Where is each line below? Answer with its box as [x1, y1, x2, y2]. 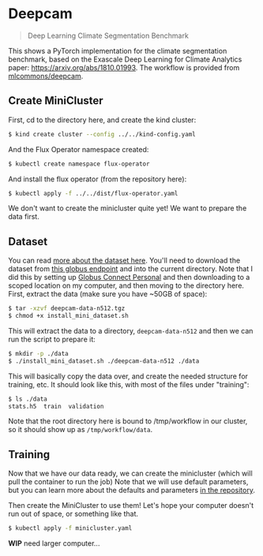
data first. [8, 212, 39, 222]
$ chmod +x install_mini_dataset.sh [8, 312, 129, 320]
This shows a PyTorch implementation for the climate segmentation [8, 46, 227, 55]
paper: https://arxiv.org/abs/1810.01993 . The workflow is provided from [8, 62, 240, 72]
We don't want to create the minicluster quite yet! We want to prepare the [8, 203, 247, 213]
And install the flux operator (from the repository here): [8, 174, 187, 184]
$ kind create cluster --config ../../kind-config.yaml [8, 130, 196, 138]
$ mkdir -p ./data [8, 349, 69, 357]
